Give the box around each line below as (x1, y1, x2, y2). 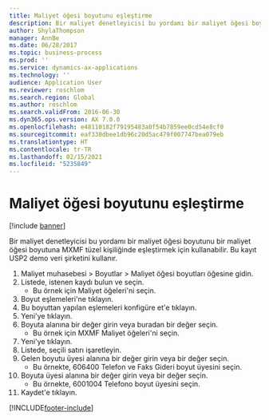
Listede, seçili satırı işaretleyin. (20, 345, 122, 355)
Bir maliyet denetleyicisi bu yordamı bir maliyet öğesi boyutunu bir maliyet (9, 236, 251, 246)
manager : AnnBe (9, 34, 60, 42)
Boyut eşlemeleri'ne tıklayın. (20, 295, 114, 304)
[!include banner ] (9, 221, 66, 231)
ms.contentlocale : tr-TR (9, 145, 92, 153)
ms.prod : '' (9, 57, 49, 65)
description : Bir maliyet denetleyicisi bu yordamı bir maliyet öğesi (9, 19, 249, 27)
